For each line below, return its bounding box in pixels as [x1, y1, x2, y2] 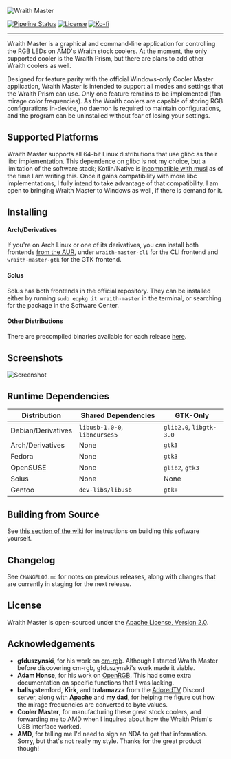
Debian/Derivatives [10, 426, 73, 435]
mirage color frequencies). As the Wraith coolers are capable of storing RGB [7, 97, 223, 105]
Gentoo [10, 486, 34, 495]
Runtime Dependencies [7, 391, 110, 402]
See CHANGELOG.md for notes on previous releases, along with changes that [7, 572, 216, 581]
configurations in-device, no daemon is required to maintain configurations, [7, 104, 221, 112]
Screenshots [7, 352, 63, 364]
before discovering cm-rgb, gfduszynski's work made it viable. [16, 663, 195, 672]
